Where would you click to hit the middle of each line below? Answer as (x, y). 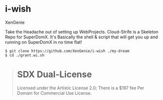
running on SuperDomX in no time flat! (44, 42)
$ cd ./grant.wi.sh (25, 55)
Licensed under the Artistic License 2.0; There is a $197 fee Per (81, 88)
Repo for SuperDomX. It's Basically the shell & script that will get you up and (81, 37)
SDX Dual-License (54, 75)
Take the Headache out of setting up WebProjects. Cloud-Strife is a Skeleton (82, 32)
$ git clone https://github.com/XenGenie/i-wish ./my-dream (67, 51)
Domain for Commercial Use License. (54, 93)
